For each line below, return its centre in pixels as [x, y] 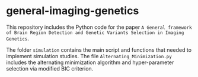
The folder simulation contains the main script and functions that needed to [99, 50]
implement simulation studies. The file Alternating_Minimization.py [89, 56]
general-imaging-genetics [73, 11]
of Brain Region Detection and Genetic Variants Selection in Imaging [95, 33]
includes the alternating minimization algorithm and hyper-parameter [90, 62]
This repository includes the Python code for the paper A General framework [99, 27]
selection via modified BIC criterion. [50, 68]
